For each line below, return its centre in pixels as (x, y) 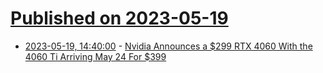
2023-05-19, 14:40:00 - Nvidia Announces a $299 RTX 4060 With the (168, 46)
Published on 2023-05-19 (119, 18)
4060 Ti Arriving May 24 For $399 (95, 56)
